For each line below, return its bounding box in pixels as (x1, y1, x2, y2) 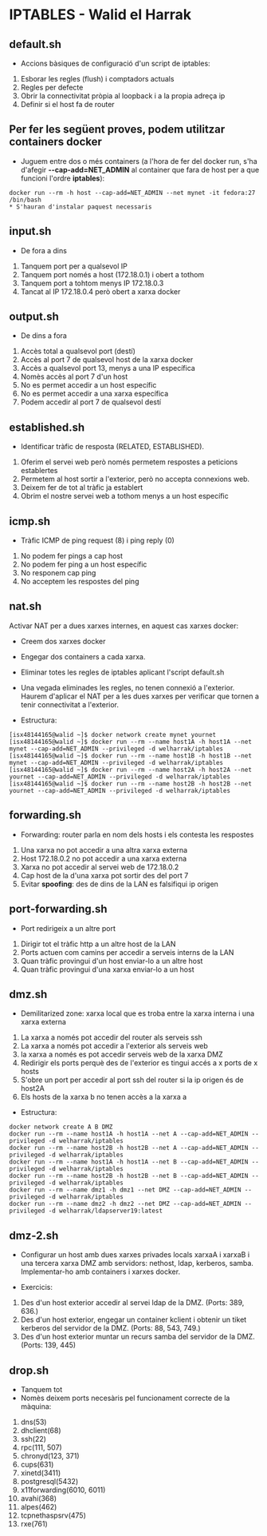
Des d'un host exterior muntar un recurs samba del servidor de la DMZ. (20, 1332, 256, 1342)
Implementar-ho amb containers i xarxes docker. (20, 1267, 181, 1276)
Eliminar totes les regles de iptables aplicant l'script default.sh (20, 667, 225, 677)
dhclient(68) (20, 1425, 61, 1435)
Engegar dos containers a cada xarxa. (20, 651, 146, 661)
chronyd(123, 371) (20, 1450, 80, 1460)
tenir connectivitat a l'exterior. (20, 699, 119, 709)
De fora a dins (20, 245, 67, 255)
